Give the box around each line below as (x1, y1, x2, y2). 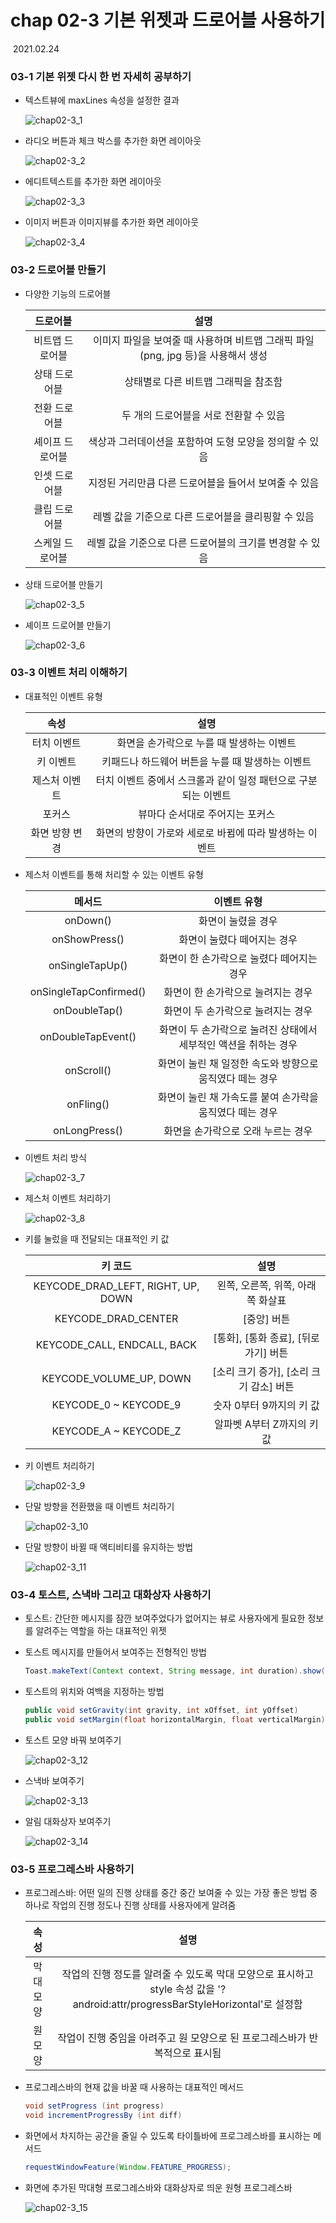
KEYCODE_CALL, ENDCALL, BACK (35, 1337, 198, 1351)
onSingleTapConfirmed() (29, 984, 147, 998)
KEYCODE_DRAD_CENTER (54, 1311, 179, 1325)
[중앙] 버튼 (242, 1312, 291, 1326)
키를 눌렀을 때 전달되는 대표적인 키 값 (24, 1232, 170, 1245)
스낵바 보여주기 (24, 1774, 85, 1786)
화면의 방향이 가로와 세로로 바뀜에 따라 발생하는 (95, 826, 306, 840)
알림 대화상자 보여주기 (24, 1815, 112, 1827)
